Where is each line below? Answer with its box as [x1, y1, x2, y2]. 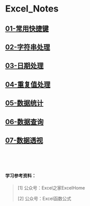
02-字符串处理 [5, 43, 50, 51]
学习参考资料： [5, 172, 36, 178]
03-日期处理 [5, 61, 44, 70]
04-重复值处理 [5, 80, 51, 88]
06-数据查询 [5, 118, 44, 126]
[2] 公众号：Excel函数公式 [17, 195, 71, 201]
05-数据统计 [5, 99, 44, 108]
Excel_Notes [5, 3, 59, 15]
